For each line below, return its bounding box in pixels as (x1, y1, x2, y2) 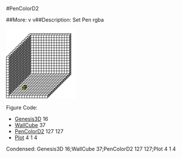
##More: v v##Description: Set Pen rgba (6, 16, 105, 23)
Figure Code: (6, 104, 38, 111)
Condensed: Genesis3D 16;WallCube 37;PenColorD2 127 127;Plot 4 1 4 (6, 146, 176, 152)
